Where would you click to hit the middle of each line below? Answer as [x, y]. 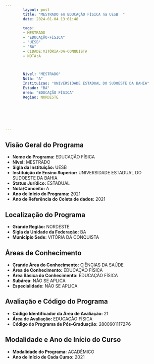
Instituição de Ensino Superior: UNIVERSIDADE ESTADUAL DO [77, 173]
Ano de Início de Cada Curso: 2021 [49, 357]
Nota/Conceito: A [31, 189]
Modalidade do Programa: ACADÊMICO [53, 352]
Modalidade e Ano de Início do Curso [63, 340]
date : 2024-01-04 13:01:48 [51, 19]
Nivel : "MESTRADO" [42, 74]
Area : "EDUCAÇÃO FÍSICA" [49, 92]
